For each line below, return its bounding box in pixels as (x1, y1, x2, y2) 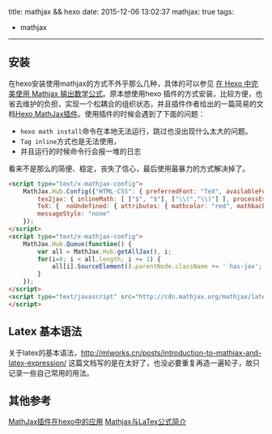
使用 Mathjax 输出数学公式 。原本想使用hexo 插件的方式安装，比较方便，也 (15, 88, 263, 98)
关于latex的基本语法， (8, 347, 82, 357)
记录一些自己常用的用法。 (8, 368, 94, 377)
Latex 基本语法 (8, 325, 83, 338)
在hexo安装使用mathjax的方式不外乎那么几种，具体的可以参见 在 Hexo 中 (8, 79, 252, 88)
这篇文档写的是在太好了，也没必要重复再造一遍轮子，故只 (68, 358, 261, 368)
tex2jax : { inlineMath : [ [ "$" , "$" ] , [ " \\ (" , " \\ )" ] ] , (37, 194, 230, 203)
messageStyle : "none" (37, 210, 111, 218)
